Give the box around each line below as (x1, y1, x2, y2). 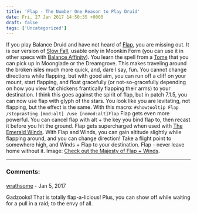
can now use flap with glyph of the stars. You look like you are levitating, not (6, 98, 191, 105)
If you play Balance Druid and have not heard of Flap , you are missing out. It (6, 41, 189, 48)
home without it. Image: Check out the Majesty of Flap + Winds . (6, 148, 160, 155)
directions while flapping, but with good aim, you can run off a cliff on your (6, 72, 186, 79)
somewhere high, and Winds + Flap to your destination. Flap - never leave (6, 141, 185, 148)
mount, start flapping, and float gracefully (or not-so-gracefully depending (6, 79, 186, 86)
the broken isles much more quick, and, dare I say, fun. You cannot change (6, 66, 187, 74)
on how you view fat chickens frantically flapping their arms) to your (6, 85, 171, 92)
